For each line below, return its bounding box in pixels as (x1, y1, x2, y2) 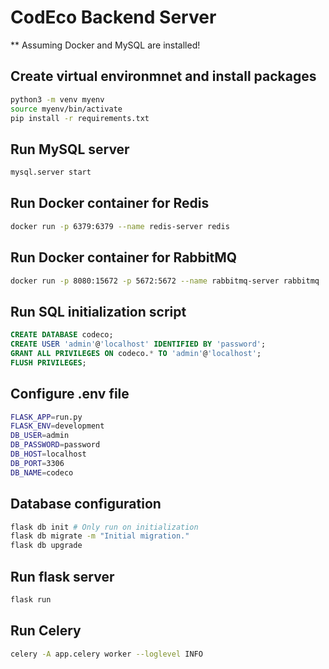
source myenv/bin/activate (10, 104, 123, 114)
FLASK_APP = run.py (10, 412, 83, 422)
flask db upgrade (10, 541, 83, 551)
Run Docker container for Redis (10, 195, 210, 212)
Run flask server (10, 568, 115, 585)
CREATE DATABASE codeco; (10, 330, 114, 340)
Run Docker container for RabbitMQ (10, 249, 238, 266)
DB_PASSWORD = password (10, 440, 101, 450)
